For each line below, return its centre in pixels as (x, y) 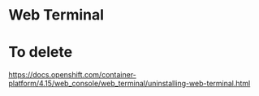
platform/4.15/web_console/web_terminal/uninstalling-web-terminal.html (129, 84)
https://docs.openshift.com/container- (72, 75)
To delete (41, 52)
